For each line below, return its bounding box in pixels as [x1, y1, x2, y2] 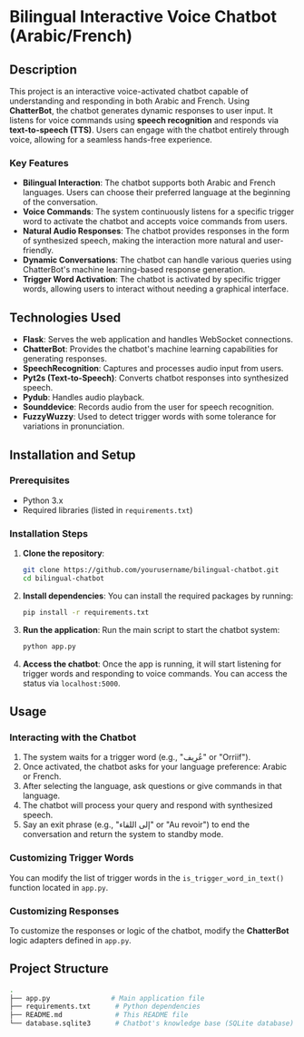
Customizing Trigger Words [9, 852, 134, 864]
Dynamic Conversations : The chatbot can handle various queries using [22, 254, 292, 265]
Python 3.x [22, 495, 64, 506]
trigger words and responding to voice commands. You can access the [22, 667, 288, 678]
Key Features [9, 156, 70, 169]
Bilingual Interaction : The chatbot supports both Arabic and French [22, 177, 276, 188]
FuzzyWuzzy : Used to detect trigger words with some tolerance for [22, 411, 277, 422]
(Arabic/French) [9, 25, 133, 46]
